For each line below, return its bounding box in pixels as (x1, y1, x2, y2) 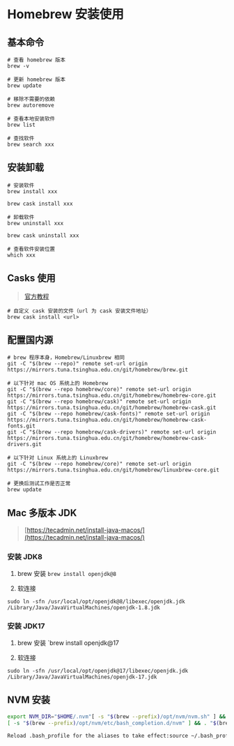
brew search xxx (7, 141, 54, 148)
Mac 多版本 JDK (7, 507, 77, 519)
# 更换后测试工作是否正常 (7, 480, 71, 487)
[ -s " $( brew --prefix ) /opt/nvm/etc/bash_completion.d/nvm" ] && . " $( (7, 720, 220, 726)
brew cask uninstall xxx (7, 231, 79, 239)
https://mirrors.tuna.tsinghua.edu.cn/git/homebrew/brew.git (7, 367, 189, 374)
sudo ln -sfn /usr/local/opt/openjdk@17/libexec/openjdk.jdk (7, 667, 189, 674)
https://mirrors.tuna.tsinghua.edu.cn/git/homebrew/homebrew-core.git (7, 392, 217, 399)
